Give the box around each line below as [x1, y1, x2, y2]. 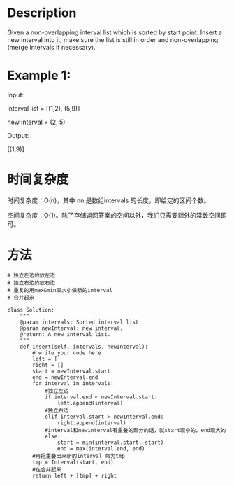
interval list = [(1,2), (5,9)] [7, 104, 80, 113]
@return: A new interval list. [20, 331, 111, 338]
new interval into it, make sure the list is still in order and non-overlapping [7, 35, 219, 43]
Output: [7, 131, 29, 139]
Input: [7, 90, 24, 99]
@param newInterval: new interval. [20, 324, 124, 332]
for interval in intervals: [32, 380, 114, 387]
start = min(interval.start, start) [57, 439, 164, 446]
